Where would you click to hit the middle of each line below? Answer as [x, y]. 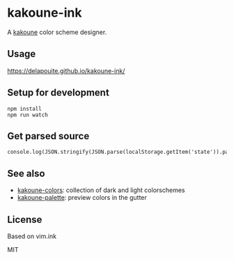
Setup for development [58, 93]
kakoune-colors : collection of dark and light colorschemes [101, 190]
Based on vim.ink [32, 236]
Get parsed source [48, 136]
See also [26, 173]
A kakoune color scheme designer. [57, 32]
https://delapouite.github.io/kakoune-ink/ [66, 70]
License [25, 220]
